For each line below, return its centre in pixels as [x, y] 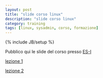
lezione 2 [14, 71]
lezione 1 [14, 61]
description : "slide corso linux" [41, 19]
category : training [25, 23]
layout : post [19, 10]
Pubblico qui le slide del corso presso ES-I [48, 52]
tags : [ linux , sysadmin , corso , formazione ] [52, 28]
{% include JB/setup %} [30, 42]
